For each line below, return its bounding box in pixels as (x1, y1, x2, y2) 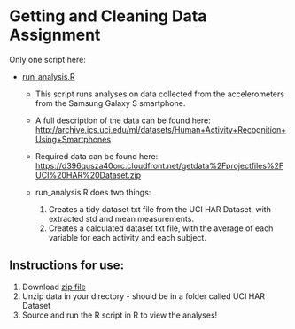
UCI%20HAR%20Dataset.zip (35, 170, 142, 180)
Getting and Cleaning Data (9, 6, 207, 27)
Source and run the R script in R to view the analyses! (21, 310, 218, 320)
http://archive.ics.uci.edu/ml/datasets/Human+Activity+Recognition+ (35, 124, 286, 134)
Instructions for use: (9, 258, 125, 273)
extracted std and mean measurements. (48, 213, 195, 224)
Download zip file (21, 281, 86, 292)
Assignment (9, 25, 101, 45)
